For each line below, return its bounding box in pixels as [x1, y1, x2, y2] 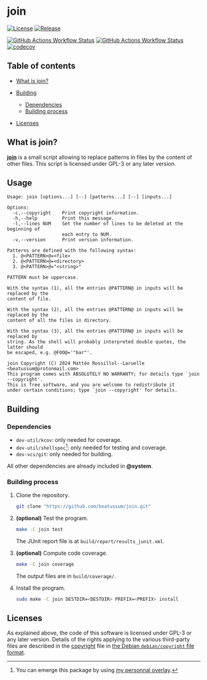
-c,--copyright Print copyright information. [12, 210, 139, 216]
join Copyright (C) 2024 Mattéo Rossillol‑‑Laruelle [7, 360, 145, 366]
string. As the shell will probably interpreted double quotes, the [7, 339, 186, 345]
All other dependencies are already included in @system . [7, 462, 153, 469]
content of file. [7, 296, 52, 302]
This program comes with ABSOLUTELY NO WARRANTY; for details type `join [7, 371, 200, 377]
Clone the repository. [15, 492, 69, 499]
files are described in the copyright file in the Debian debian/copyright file [7, 643, 195, 650]
